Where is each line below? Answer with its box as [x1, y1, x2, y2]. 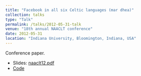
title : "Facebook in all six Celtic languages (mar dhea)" [5, 7, 134, 13]
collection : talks [5, 12, 45, 17]
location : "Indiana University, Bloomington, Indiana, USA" [5, 36, 137, 41]
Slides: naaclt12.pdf [12, 60, 55, 66]
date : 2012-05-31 [5, 31, 43, 36]
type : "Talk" [5, 17, 33, 22]
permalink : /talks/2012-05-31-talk [5, 21, 82, 27]
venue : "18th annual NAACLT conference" [5, 27, 93, 32]
